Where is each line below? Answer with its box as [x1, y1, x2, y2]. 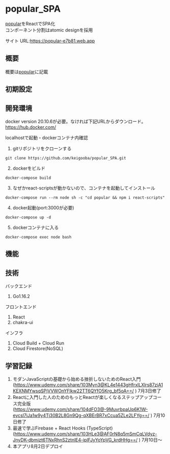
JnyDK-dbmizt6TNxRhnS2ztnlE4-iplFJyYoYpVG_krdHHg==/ [12, 437, 138, 443]
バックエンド [5, 283, 32, 289]
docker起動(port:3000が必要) [12, 204, 74, 210]
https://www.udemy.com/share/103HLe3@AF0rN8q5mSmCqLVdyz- [14, 431, 157, 437]
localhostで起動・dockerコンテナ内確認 [5, 135, 88, 141]
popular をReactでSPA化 [5, 20, 55, 26]
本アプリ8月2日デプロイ [12, 443, 63, 449]
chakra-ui [12, 319, 33, 326]
